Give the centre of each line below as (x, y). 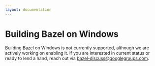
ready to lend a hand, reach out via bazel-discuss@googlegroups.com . (77, 58)
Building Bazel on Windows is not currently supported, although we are (77, 48)
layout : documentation (28, 10)
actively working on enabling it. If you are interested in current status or (77, 53)
